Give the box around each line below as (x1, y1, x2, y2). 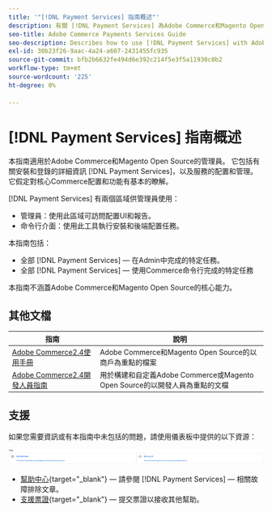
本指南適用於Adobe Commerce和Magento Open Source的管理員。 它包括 (8, 156, 253, 166)
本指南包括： (8, 239, 51, 248)
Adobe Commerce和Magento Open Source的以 (100, 348, 257, 357)
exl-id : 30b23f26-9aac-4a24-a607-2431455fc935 (8, 47, 168, 56)
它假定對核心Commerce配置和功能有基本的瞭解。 (8, 176, 173, 186)
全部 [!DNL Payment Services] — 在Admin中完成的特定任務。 (19, 256, 224, 265)
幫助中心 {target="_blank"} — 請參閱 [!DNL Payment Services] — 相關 (19, 474, 252, 484)
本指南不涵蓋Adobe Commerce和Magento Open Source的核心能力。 (8, 283, 237, 293)
